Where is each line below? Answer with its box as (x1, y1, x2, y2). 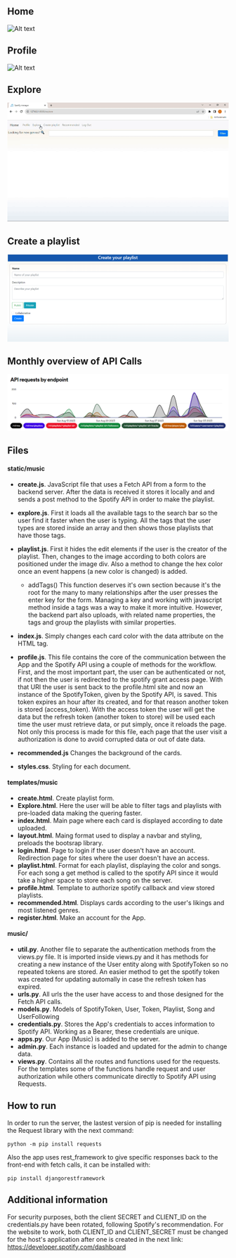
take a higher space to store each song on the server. (17, 875, 173, 885)
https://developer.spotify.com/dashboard (7, 1243, 126, 1251)
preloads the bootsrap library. (17, 838, 104, 847)
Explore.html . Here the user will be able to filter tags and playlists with (17, 801, 222, 809)
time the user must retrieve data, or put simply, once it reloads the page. (17, 720, 227, 729)
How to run (7, 1100, 57, 1112)
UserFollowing (17, 1012, 60, 1020)
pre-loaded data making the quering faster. (17, 809, 143, 817)
